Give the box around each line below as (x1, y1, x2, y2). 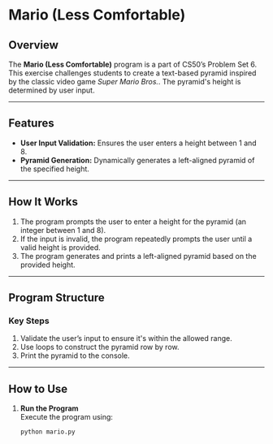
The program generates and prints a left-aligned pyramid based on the (19, 251, 258, 261)
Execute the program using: (19, 412, 114, 422)
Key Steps (8, 315, 50, 326)
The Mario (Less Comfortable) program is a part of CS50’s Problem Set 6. (8, 59, 258, 69)
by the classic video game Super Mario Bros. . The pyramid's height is (8, 77, 241, 86)
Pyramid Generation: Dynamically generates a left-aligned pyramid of (19, 155, 255, 165)
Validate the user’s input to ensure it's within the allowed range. (19, 334, 233, 343)
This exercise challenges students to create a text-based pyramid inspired (8, 68, 257, 78)
